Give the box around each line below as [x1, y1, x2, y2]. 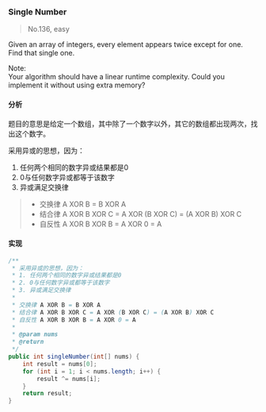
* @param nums [11, 330, 59, 339]
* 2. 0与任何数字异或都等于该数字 [11, 279, 110, 287]
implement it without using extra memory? [8, 80, 146, 90]
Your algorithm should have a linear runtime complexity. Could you [8, 72, 226, 82]
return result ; [22, 390, 73, 398]
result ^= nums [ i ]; [36, 375, 101, 383]
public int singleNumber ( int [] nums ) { [8, 352, 140, 361]
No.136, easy [27, 25, 70, 34]
